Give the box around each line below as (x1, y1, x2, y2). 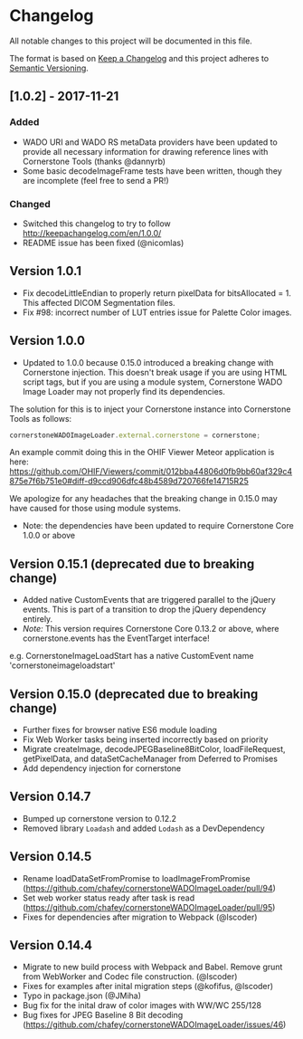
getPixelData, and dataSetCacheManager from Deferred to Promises (22, 753, 279, 765)
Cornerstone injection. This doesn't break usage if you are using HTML (22, 367, 288, 377)
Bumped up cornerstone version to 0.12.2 (22, 813, 177, 824)
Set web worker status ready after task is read (22, 892, 195, 903)
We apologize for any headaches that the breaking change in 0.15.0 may (9, 493, 278, 504)
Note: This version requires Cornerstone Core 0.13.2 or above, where (22, 624, 279, 634)
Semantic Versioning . (9, 62, 89, 73)
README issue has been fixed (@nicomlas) (22, 237, 185, 248)
